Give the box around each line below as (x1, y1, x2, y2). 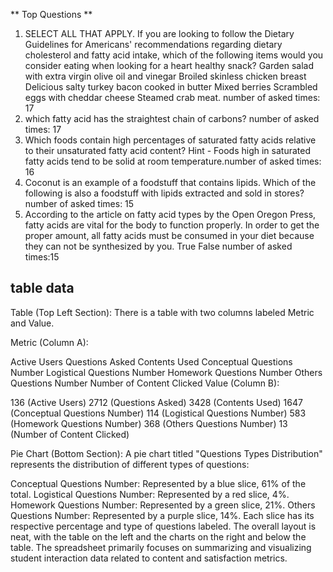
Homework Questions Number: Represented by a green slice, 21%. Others (10, 499, 316, 511)
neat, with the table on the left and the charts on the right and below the (10, 530, 307, 543)
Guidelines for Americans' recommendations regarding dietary (24, 39, 283, 50)
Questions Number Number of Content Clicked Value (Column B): (10, 377, 280, 389)
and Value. (10, 317, 55, 329)
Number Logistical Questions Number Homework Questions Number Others (10, 366, 323, 378)
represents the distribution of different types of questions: (10, 458, 250, 470)
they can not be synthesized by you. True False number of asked (24, 240, 293, 252)
